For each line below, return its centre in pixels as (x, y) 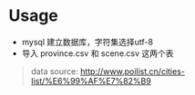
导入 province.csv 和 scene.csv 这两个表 (97, 53)
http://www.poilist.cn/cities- (133, 71)
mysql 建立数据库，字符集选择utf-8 (87, 42)
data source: (54, 71)
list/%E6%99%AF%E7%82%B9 (91, 81)
